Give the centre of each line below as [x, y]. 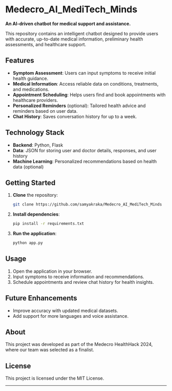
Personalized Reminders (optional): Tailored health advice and [79, 106]
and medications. [31, 89]
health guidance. [30, 78]
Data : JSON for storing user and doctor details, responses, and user [85, 150]
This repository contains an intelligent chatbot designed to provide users [82, 33]
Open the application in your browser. [52, 271]
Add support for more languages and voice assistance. [71, 316]
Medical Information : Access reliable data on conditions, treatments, [85, 84]
